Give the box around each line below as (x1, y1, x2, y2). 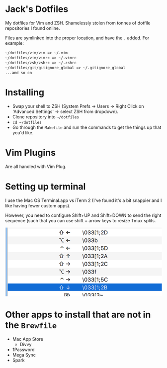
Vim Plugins (5, 147, 56, 159)
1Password (12, 347, 35, 353)
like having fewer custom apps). (5, 202, 71, 208)
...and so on (5, 70, 32, 75)
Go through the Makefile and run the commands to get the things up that (12, 124, 162, 130)
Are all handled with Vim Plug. (5, 163, 67, 170)
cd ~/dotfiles (12, 120, 42, 125)
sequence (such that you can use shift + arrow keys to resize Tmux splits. (5, 217, 156, 223)
